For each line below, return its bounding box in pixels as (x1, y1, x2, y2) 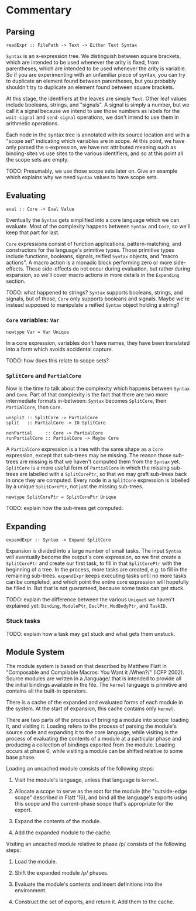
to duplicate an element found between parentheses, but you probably (6, 77, 177, 84)
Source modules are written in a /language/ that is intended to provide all (6, 675, 182, 682)
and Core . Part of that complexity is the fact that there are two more (6, 391, 169, 398)
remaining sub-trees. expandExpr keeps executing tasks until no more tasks (6, 572, 187, 580)
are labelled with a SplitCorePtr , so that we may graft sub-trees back (19, 471, 187, 478)
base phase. (6, 754, 36, 761)
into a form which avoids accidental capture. (6, 346, 114, 353)
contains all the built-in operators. (6, 687, 88, 694)
